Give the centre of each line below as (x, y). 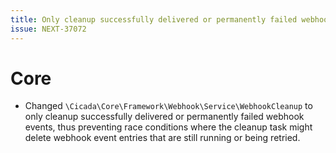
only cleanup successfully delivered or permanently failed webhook (164, 117)
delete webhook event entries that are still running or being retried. (162, 138)
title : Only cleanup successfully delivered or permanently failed (154, 19)
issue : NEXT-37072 (48, 29)
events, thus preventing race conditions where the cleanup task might (168, 127)
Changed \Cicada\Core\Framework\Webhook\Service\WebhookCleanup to (168, 106)
